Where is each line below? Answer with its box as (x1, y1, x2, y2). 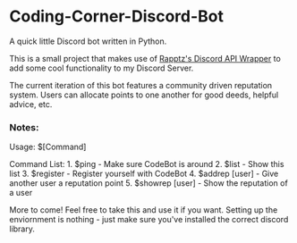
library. (9, 223, 36, 234)
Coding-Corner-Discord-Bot (9, 6, 224, 27)
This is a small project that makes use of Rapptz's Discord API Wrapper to (9, 53, 282, 63)
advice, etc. (9, 98, 53, 109)
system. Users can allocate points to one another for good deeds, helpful (9, 89, 279, 100)
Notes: (9, 121, 39, 133)
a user (9, 188, 33, 198)
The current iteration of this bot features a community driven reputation (9, 80, 273, 90)
